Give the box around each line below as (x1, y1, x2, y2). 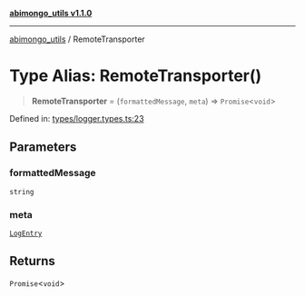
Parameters (9, 140, 77, 155)
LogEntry (9, 229, 43, 238)
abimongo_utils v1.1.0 (9, 8, 93, 18)
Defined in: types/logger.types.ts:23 (9, 113, 144, 123)
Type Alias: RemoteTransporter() (9, 65, 262, 86)
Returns (9, 253, 56, 269)
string (9, 187, 34, 196)
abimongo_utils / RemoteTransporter (9, 34, 145, 44)
